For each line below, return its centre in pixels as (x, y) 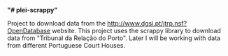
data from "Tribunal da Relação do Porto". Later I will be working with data (114, 38)
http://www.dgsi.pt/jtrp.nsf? (147, 23)
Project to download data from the (57, 23)
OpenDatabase (29, 31)
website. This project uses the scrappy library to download (137, 31)
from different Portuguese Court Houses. (66, 45)
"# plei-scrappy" (33, 10)
